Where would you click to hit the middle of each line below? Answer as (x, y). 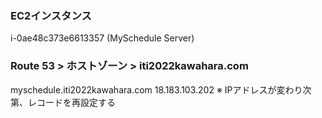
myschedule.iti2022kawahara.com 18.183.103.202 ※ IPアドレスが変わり (156, 89)
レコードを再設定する (71, 102)
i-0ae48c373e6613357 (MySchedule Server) (102, 38)
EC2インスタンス (51, 15)
